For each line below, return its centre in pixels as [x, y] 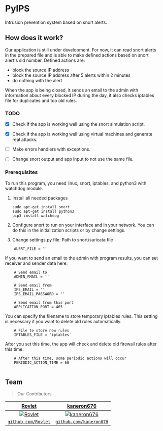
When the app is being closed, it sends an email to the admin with [72, 90]
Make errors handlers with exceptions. [51, 149]
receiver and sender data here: [36, 263]
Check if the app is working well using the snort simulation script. [79, 124]
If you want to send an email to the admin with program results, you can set [81, 258]
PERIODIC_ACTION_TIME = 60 [42, 362]
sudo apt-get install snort [41, 207]
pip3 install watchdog [35, 216]
